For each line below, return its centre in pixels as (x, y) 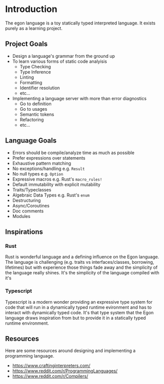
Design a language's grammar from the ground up (64, 56)
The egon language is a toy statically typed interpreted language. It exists (80, 23)
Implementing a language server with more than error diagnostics (79, 98)
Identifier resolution (40, 88)
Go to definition (36, 104)
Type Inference (35, 72)
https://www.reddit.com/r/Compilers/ (50, 376)
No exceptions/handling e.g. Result (48, 169)
